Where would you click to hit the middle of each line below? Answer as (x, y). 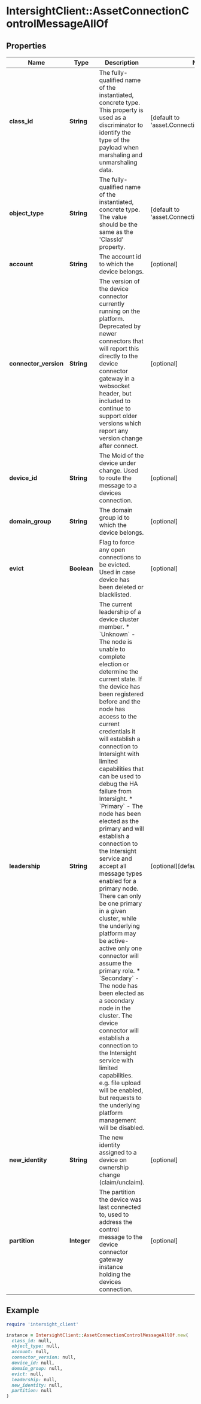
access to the (118, 716)
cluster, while (118, 918)
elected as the (119, 821)
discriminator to (121, 125)
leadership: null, (35, 1379)
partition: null (32, 1391)
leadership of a (120, 612)
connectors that (121, 341)
